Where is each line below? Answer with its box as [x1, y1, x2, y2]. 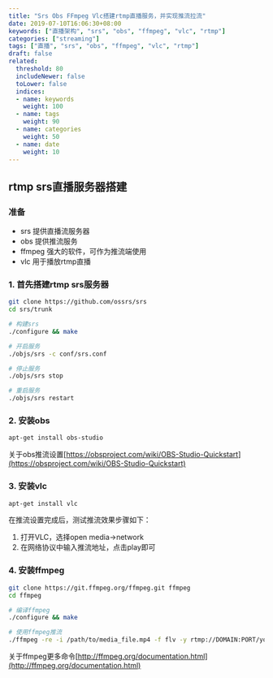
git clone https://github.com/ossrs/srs [8, 298, 148, 306]
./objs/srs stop [8, 372, 63, 380]
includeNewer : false [15, 72, 85, 80]
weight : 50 [23, 132, 60, 140]
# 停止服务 [8, 365, 41, 373]
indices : [15, 87, 45, 96]
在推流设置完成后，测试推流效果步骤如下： [8, 515, 151, 525]
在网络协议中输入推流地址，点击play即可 [19, 542, 156, 552]
